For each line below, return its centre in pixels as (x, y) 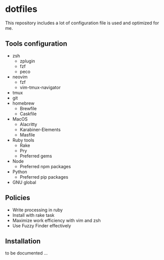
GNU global (24, 182)
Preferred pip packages (44, 177)
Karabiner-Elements (40, 130)
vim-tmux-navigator (40, 87)
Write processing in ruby (38, 210)
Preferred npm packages (45, 166)
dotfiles (21, 9)
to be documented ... (27, 253)
